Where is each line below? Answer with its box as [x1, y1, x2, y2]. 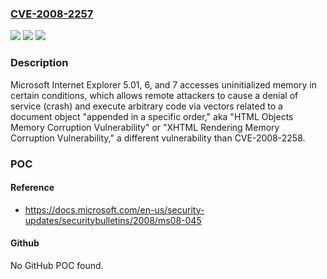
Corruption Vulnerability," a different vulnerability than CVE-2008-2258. [10, 132, 306, 144]
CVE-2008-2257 [10, 7, 94, 21]
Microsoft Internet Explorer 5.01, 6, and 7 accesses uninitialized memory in [10, 78, 317, 91]
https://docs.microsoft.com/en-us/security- [24, 203, 205, 216]
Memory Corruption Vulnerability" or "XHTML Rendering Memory [10, 121, 280, 133]
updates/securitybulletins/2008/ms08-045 [24, 214, 202, 226]
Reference [10, 182, 55, 194]
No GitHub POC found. [10, 259, 104, 271]
